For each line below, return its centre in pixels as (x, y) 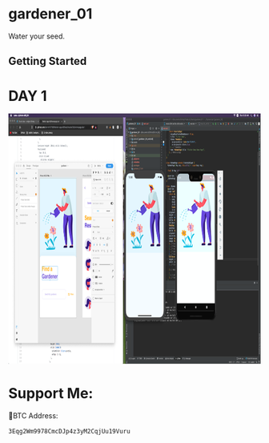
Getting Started (48, 61)
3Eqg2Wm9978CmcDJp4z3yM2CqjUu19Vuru (69, 432)
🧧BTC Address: (33, 416)
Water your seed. (37, 36)
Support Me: (51, 394)
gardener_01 (50, 14)
